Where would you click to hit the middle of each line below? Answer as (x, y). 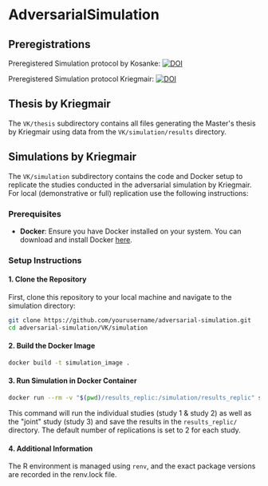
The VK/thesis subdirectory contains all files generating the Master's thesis (132, 123)
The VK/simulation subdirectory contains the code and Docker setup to (126, 176)
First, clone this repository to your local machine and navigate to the (120, 297)
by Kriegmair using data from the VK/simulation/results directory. (118, 131)
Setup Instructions (45, 260)
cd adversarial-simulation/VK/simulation (78, 328)
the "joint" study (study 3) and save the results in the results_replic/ (123, 421)
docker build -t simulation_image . (69, 363)
